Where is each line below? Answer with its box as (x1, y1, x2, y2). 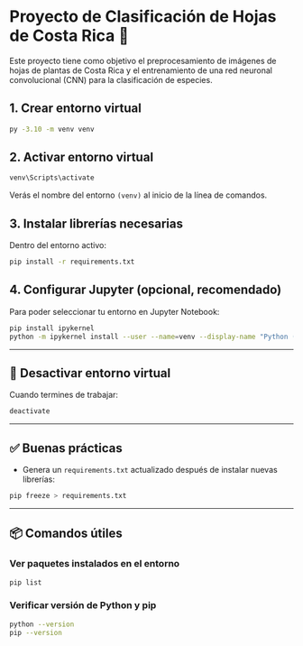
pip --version (9, 628, 63, 637)
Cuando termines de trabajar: (9, 390, 119, 401)
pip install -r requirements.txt (9, 257, 135, 267)
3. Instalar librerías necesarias (9, 216, 183, 231)
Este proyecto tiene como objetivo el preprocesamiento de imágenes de (9, 55, 277, 66)
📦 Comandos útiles (9, 526, 124, 541)
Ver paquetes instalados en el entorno (9, 558, 180, 570)
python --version (9, 620, 75, 629)
